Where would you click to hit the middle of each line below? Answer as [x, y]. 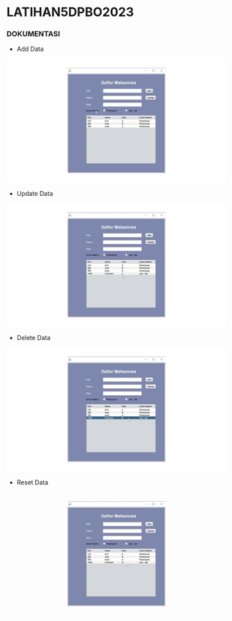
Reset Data [32, 482]
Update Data [35, 193]
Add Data [30, 49]
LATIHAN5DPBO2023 [70, 12]
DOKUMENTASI [33, 34]
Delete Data [33, 338]
